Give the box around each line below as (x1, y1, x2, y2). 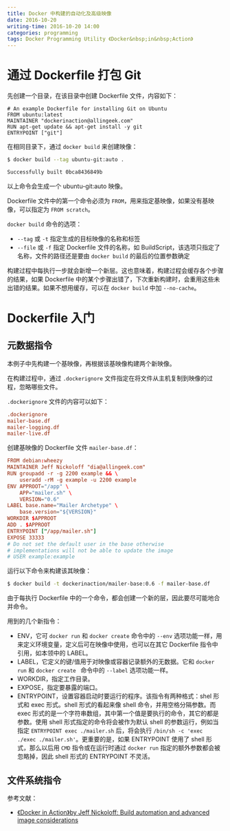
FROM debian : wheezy (7, 458, 63, 464)
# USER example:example (7, 553, 76, 560)
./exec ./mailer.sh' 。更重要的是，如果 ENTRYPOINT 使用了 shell (16, 735, 205, 743)
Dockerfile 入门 (7, 311, 95, 326)
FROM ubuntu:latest (7, 112, 63, 119)
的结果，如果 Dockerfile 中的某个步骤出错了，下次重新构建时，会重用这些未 (7, 275, 220, 283)
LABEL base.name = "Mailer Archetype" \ (7, 502, 118, 509)
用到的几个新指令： (7, 617, 62, 626)
